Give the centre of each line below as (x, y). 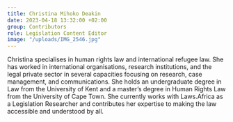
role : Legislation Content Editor (57, 33)
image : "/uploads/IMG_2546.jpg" (54, 40)
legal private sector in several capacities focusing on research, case (105, 75)
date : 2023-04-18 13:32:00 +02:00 (57, 20)
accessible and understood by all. (56, 112)
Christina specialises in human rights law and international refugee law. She (115, 59)
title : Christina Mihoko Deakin (54, 14)
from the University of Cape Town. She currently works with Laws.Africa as (115, 97)
